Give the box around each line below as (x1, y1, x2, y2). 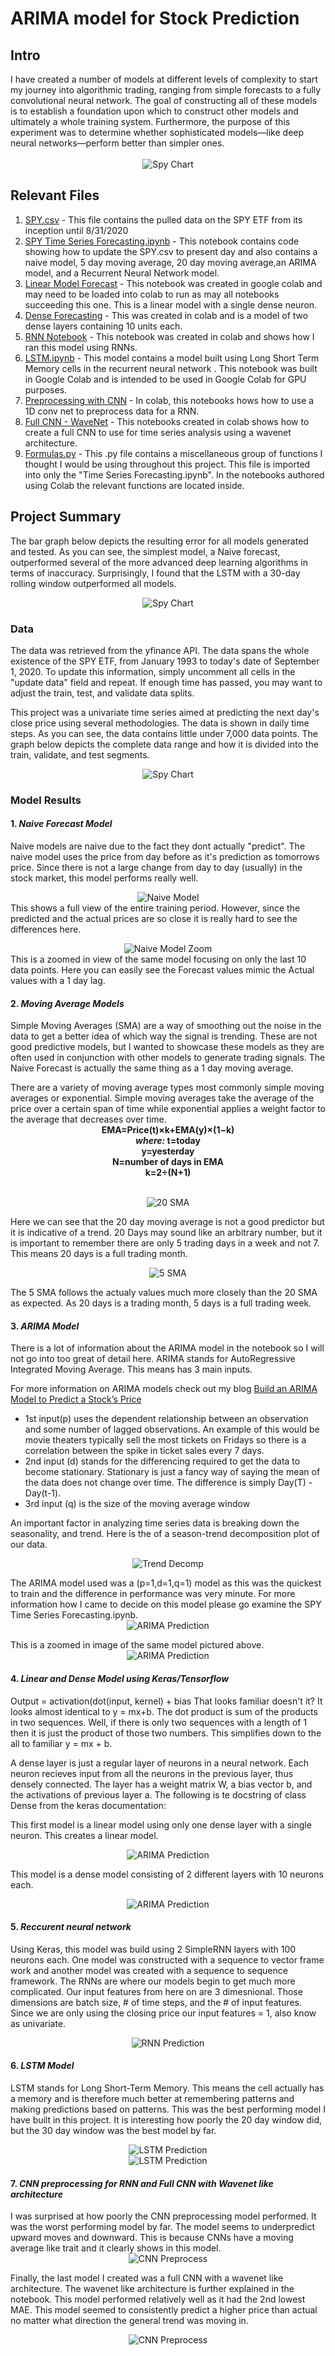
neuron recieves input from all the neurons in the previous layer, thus (10, 1767, 294, 1779)
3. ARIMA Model (10, 1320, 80, 1332)
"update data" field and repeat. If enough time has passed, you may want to (10, 676, 323, 688)
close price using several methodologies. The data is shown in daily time (10, 717, 310, 729)
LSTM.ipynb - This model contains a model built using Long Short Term (24, 352, 320, 364)
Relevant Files (10, 187, 100, 204)
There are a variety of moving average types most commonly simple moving (10, 1082, 325, 1094)
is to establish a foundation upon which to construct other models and (10, 105, 299, 117)
